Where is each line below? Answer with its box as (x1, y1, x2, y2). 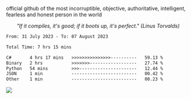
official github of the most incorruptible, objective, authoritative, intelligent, (6, 5, 186, 12)
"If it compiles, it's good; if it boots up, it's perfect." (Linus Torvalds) (16, 23, 180, 29)
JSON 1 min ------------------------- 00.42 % (6, 71, 164, 77)
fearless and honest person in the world (6, 11, 102, 18)
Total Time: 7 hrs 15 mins (6, 44, 72, 50)
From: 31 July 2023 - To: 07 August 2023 (6, 34, 109, 40)
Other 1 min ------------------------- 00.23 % (6, 76, 164, 82)
